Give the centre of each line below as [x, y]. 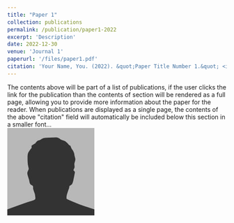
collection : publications [45, 22]
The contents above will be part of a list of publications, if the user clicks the [117, 87]
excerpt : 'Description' [42, 37]
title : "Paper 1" [32, 15]
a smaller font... [30, 124]
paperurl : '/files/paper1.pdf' [53, 59]
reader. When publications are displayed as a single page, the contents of [113, 109]
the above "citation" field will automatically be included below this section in [116, 117]
